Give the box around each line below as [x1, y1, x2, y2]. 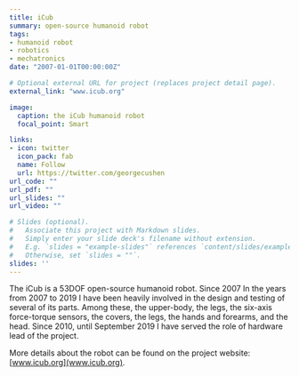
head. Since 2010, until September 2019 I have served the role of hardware [9, 321, 283, 332]
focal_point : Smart [17, 119, 90, 129]
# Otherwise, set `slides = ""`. [9, 251, 141, 260]
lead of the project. [9, 331, 79, 341]
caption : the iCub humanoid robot [17, 111, 145, 120]
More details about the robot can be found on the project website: [9, 348, 251, 358]
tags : [9, 29, 29, 38]
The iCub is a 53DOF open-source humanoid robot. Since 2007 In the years [9, 284, 287, 294]
